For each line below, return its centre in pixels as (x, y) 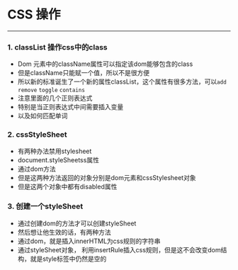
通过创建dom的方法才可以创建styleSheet (77, 223)
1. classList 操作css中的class (57, 47)
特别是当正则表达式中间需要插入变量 (70, 107)
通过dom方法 (37, 169)
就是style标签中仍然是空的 (68, 259)
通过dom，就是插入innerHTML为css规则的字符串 (89, 241)
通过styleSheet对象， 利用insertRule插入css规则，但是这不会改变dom (119, 249)
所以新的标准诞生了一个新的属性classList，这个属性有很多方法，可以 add (122, 81)
